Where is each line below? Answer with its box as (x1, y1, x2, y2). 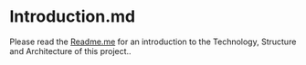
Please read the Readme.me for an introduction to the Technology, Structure (9, 36, 297, 47)
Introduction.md (9, 6, 135, 27)
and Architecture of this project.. (9, 45, 132, 56)
